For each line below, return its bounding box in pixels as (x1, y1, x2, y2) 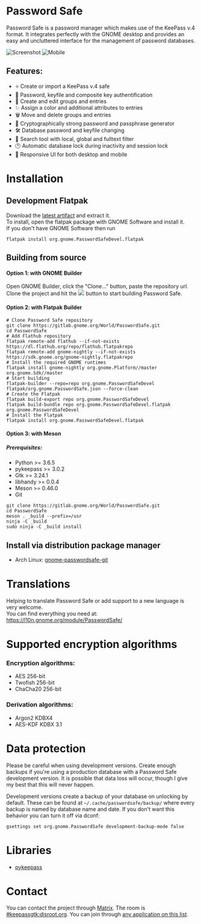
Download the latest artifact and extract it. (6, 212, 111, 219)
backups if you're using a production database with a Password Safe (6, 768, 177, 775)
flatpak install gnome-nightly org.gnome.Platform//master (6, 365, 158, 371)
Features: (6, 66, 43, 77)
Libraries (6, 843, 52, 857)
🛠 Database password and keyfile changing (14, 127, 125, 134)
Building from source (6, 253, 87, 263)
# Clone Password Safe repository (6, 317, 93, 323)
